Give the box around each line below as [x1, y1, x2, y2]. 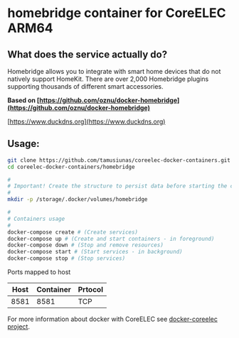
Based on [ [7, 96, 40, 104]
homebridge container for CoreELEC [7, 5, 226, 21]
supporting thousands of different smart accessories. [7, 82, 164, 90]
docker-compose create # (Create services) [7, 229, 139, 236]
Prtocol [78, 285, 103, 295]
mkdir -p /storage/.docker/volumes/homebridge [7, 196, 148, 203]
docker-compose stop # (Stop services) [7, 255, 126, 262]
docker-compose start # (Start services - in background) [7, 249, 183, 256]
